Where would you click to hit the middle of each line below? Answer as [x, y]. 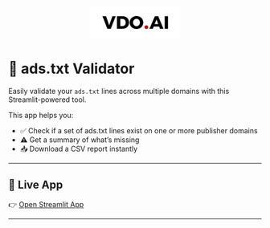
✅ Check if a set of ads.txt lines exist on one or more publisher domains [139, 131]
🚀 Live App [36, 184]
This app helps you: [41, 116]
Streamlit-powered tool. [47, 100]
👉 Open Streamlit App [46, 204]
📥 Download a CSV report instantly [79, 149]
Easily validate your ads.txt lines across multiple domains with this [119, 92]
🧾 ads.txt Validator [72, 69]
